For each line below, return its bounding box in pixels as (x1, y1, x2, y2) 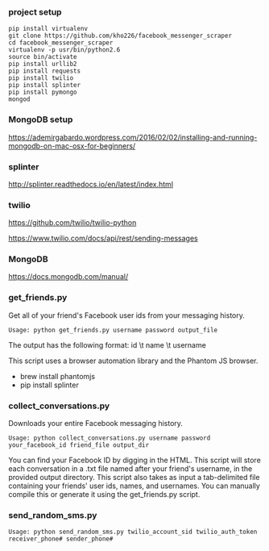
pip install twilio (8, 74, 74, 82)
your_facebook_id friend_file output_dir (8, 441, 150, 449)
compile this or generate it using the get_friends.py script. (8, 490, 201, 499)
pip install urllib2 (8, 60, 78, 69)
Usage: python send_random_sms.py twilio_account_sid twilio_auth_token (8, 528, 258, 536)
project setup (8, 6, 62, 18)
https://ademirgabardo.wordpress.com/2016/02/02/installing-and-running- (8, 132, 258, 142)
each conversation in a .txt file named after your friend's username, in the (8, 464, 253, 474)
